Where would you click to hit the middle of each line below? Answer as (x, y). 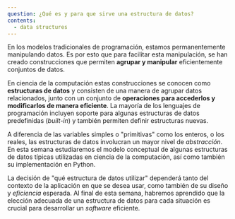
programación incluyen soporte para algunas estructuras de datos (103, 113)
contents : (22, 20)
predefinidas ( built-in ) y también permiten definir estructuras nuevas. (108, 121)
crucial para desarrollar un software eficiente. (74, 208)
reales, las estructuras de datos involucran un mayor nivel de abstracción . (115, 142)
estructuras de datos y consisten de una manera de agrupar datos (105, 91)
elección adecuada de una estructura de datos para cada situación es (109, 201)
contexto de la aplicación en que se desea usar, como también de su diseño (118, 186)
